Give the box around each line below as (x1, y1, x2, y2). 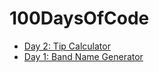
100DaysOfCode (9, 7, 150, 30)
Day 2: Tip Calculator (23, 40, 111, 52)
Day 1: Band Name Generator (23, 50, 144, 62)
